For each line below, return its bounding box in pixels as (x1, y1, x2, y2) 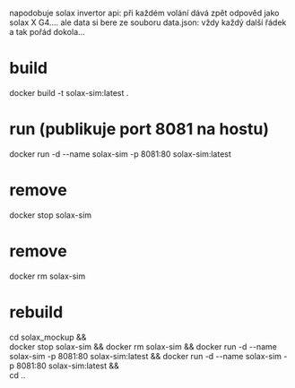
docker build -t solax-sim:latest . (9, 87, 129, 98)
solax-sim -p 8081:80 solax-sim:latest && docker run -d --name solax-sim (9, 350, 282, 361)
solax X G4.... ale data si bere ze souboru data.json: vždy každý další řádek (9, 17, 287, 28)
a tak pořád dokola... (9, 27, 85, 37)
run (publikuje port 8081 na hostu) (9, 119, 269, 140)
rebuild (9, 302, 64, 322)
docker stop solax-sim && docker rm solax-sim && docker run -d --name (9, 341, 278, 352)
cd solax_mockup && (9, 332, 87, 342)
